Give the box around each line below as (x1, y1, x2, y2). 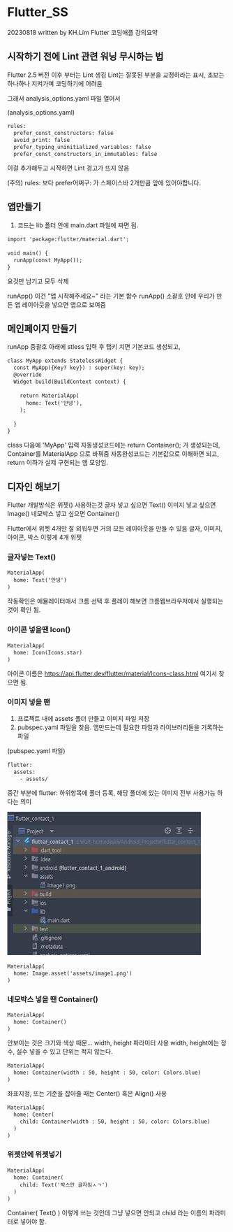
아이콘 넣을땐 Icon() (7, 625, 71, 635)
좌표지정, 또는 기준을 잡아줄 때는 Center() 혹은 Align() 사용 (7, 1089, 167, 1098)
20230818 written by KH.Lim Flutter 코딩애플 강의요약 (7, 28, 158, 36)
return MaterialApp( (20, 392, 80, 399)
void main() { (7, 250, 49, 257)
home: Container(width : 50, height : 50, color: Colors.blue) (13, 1069, 201, 1077)
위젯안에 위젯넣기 (7, 1149, 62, 1159)
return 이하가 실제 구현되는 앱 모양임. (7, 459, 108, 467)
